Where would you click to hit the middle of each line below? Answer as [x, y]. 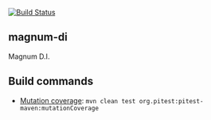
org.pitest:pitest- [171, 101]
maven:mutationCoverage [59, 108]
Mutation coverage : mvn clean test [78, 100]
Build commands [51, 81]
